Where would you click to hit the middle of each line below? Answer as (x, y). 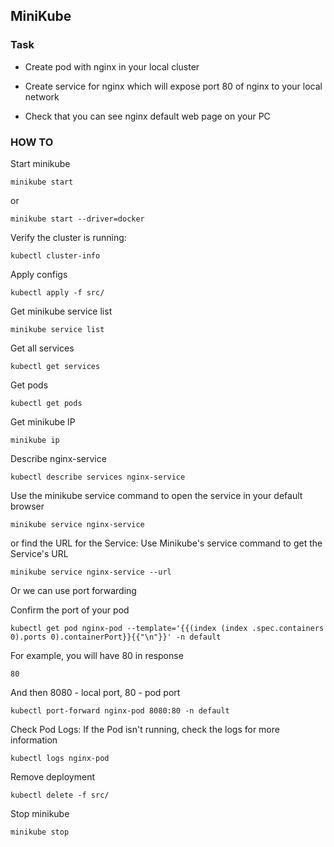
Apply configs (39, 274)
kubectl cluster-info (55, 255)
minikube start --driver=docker (77, 219)
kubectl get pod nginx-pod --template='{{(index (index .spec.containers (167, 628)
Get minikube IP (43, 421)
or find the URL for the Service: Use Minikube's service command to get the (166, 543)
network (42, 96)
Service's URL (39, 553)
